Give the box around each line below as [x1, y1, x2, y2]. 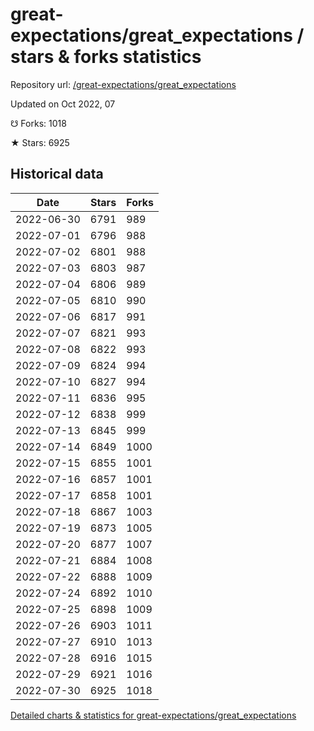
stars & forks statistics [10, 46, 202, 68]
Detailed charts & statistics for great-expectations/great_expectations [10, 709, 297, 721]
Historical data [10, 166, 104, 183]
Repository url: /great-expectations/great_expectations [10, 78, 237, 90]
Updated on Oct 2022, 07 [10, 98, 116, 110]
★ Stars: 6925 [10, 136, 70, 148]
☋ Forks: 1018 [10, 117, 67, 129]
